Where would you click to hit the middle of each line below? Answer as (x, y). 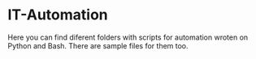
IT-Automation (58, 15)
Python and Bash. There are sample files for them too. (98, 45)
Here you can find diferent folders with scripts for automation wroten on (128, 37)
